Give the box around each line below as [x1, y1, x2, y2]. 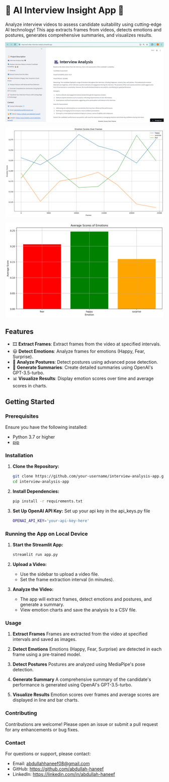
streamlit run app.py [12, 552, 58, 557]
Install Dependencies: [12, 488, 59, 495]
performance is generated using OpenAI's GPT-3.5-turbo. [12, 682, 132, 688]
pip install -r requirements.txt [12, 499, 83, 504]
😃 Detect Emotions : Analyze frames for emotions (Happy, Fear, [12, 349, 145, 355]
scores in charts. [12, 383, 48, 389]
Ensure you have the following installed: [5, 424, 88, 430]
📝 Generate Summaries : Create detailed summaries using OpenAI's [12, 364, 153, 371]
